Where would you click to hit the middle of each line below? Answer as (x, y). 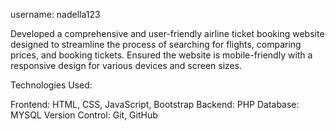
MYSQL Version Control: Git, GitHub (84, 115)
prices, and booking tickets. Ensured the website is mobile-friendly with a (161, 55)
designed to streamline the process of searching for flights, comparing (156, 44)
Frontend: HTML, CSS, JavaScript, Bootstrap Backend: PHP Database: (155, 104)
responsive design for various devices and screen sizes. (126, 65)
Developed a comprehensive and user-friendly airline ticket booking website (167, 33)
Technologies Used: (51, 85)
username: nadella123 (55, 14)
